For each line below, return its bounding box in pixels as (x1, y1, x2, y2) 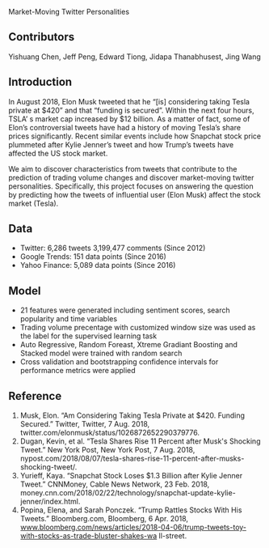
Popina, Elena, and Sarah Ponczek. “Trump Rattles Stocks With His (19, 505, 242, 515)
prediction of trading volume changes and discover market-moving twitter (8, 172, 254, 182)
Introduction (8, 75, 73, 89)
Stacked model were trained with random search (19, 348, 183, 359)
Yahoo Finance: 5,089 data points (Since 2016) (19, 261, 176, 270)
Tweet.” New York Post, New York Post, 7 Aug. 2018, (19, 445, 195, 455)
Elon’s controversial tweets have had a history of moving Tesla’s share (8, 122, 241, 132)
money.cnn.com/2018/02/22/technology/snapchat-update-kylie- (19, 488, 236, 498)
